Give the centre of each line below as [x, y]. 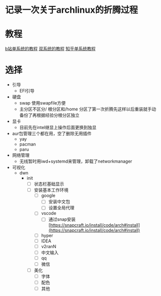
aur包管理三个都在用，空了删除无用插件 [52, 134]
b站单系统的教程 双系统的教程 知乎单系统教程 [50, 49]
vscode [49, 213]
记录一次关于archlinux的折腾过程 [71, 10]
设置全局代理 [61, 208]
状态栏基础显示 [49, 184]
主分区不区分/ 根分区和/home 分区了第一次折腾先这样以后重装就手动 [88, 109]
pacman [28, 144]
